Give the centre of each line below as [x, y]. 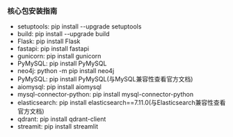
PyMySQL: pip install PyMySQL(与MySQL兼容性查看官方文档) [105, 79]
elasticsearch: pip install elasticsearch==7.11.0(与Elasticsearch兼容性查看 [121, 103]
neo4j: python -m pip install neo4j [66, 71]
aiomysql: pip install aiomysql [59, 87]
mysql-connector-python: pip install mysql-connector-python [105, 95]
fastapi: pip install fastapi [53, 49]
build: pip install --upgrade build [63, 34]
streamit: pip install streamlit [58, 127]
